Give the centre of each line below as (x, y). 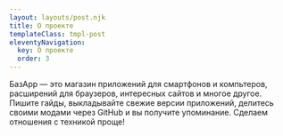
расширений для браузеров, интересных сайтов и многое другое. (136, 93)
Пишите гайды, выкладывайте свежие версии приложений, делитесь (141, 103)
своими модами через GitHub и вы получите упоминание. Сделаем (139, 112)
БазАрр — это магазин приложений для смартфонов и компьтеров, (138, 84)
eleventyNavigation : (48, 42)
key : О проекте (46, 51)
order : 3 (33, 59)
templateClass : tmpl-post (57, 34)
